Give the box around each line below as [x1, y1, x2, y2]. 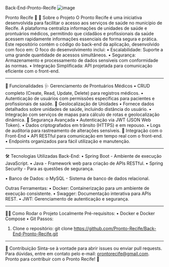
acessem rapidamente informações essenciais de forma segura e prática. [5, 36, 158, 42]
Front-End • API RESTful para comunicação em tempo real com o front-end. [5, 133, 163, 139]
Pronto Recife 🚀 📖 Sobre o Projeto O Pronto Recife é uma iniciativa [5, 15, 142, 20]
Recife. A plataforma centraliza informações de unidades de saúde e [5, 25, 147, 31]
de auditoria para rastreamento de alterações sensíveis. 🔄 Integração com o [5, 127, 162, 133]
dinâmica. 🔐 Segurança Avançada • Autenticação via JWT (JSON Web [5, 117, 151, 123]
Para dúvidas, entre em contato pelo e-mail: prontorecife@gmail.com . [5, 251, 150, 256]
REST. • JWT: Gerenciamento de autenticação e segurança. [5, 196, 129, 202]
